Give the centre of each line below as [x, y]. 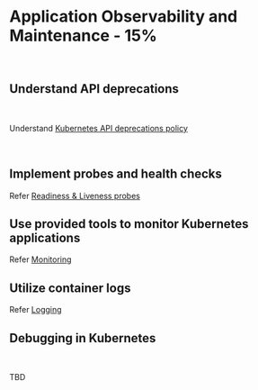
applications [45, 237]
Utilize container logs [70, 288]
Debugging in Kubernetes [83, 338]
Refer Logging [36, 310]
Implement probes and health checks [116, 174]
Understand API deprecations [94, 89]
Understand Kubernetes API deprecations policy [99, 128]
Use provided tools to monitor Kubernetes [129, 224]
